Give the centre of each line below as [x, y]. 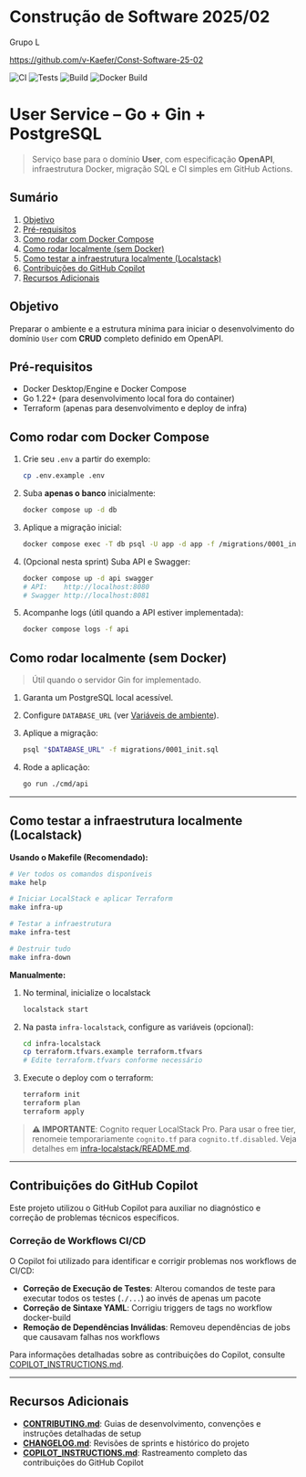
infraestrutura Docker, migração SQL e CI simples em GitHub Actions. [162, 169]
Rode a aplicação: [56, 767]
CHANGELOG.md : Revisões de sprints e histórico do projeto [136, 1443]
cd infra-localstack [61, 1043]
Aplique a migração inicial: [72, 527]
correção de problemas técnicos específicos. [94, 1218]
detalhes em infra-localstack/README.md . [112, 1148]
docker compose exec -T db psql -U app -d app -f [119, 544]
